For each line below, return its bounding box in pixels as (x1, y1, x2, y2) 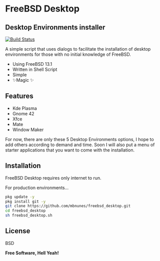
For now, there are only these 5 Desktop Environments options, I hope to (5, 136, 154, 142)
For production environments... (5, 184, 69, 191)
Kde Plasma (12, 105, 37, 111)
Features (5, 92, 33, 100)
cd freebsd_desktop (5, 208, 46, 213)
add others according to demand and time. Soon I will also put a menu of (5, 142, 155, 148)
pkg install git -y (5, 199, 46, 204)
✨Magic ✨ (12, 77, 34, 83)
